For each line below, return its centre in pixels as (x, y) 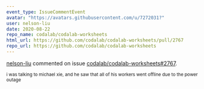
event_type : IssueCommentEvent (46, 12)
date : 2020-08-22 (28, 29)
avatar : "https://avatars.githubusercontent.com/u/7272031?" (86, 18)
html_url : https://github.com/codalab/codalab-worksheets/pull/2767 (95, 40)
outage (14, 80)
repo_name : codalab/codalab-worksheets (57, 35)
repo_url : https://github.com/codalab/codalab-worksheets (81, 46)
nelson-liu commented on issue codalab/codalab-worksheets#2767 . (92, 63)
